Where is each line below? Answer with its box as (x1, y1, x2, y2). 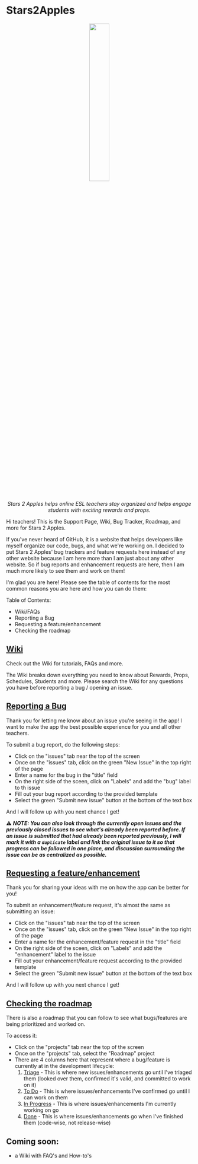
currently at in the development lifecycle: (14, 1063, 115, 1070)
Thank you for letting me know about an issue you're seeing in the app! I (6, 717, 182, 724)
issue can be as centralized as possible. (6, 851, 107, 858)
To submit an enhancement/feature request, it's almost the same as (6, 902, 171, 909)
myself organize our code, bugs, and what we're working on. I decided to (6, 542, 184, 549)
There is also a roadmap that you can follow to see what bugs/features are (6, 1015, 187, 1022)
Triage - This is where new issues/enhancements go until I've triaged (23, 1069, 192, 1076)
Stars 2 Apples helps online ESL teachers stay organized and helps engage (7, 500, 191, 507)
